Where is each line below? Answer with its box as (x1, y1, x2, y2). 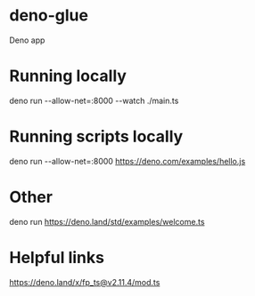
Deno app (9, 35, 45, 45)
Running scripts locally (9, 126, 184, 147)
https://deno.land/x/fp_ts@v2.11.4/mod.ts (9, 276, 160, 287)
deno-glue (9, 5, 89, 26)
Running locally (9, 66, 127, 86)
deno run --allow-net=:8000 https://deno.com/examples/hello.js (9, 156, 246, 166)
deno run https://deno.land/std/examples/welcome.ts (9, 216, 205, 227)
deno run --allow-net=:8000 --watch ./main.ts (9, 95, 179, 106)
